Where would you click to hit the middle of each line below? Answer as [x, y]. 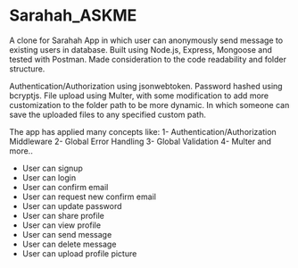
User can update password [72, 205]
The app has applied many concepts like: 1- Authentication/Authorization [143, 131]
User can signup [52, 168]
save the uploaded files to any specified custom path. [108, 114]
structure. [27, 69]
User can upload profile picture [79, 253]
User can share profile [63, 215]
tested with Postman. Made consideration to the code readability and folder [148, 59]
